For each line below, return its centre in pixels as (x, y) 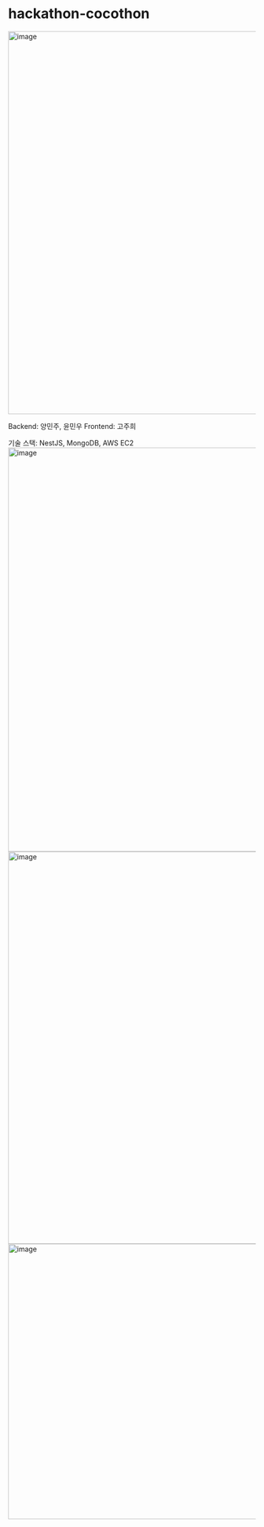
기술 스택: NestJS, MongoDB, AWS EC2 (71, 443)
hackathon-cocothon (79, 14)
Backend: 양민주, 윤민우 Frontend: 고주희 (72, 426)
